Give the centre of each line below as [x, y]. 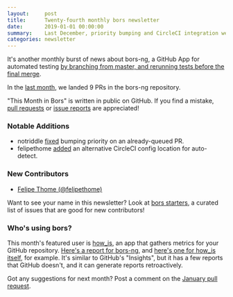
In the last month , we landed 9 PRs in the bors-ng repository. [94, 87]
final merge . [24, 74]
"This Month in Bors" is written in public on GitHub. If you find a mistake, [111, 101]
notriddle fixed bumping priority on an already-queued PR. [101, 141]
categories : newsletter [42, 40]
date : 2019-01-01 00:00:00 [55, 26]
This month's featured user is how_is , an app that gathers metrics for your [113, 243]
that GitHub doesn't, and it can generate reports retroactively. [95, 265]
